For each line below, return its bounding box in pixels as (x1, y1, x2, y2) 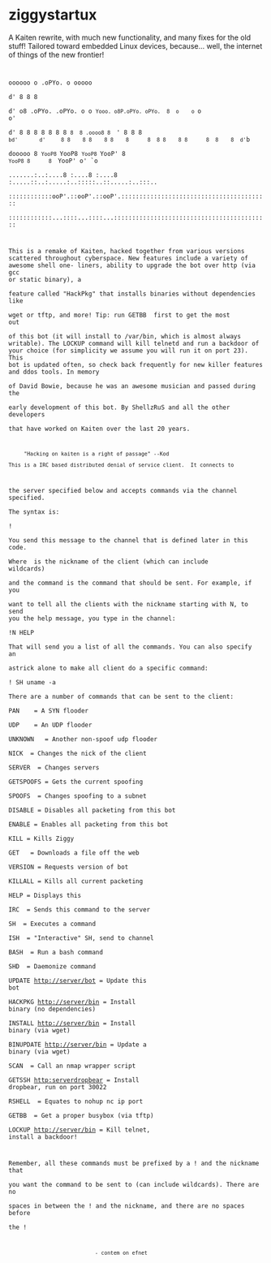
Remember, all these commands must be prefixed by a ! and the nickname (8, 1159, 260, 1167)
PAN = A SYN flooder (8, 707, 89, 715)
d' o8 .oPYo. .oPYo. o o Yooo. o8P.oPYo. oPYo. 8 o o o (8, 107, 201, 115)
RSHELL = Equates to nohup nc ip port (8, 1097, 144, 1106)
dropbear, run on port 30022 (8, 1084, 107, 1092)
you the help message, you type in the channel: (8, 614, 176, 623)
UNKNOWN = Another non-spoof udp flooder (8, 735, 158, 744)
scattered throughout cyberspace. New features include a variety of (8, 254, 249, 262)
